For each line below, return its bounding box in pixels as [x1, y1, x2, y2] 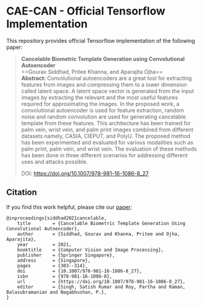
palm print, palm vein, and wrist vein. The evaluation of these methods [21, 145, 197, 152]
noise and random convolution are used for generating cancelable [21, 113, 186, 120]
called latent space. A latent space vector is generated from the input [21, 87, 195, 94]
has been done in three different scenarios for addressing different [21, 151, 188, 158]
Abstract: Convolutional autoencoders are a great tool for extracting [21, 74, 192, 82]
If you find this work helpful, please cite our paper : [6, 203, 132, 210]
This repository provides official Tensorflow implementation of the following [6, 37, 195, 44]
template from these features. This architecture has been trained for [21, 119, 191, 126]
